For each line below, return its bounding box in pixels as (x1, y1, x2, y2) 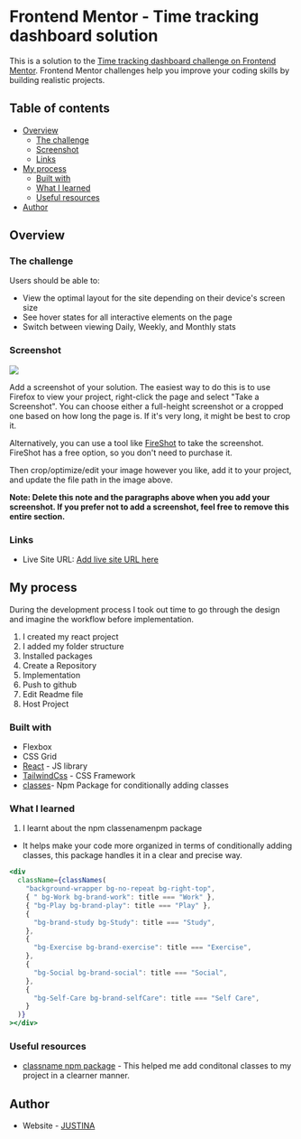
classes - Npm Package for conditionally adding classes (22, 780, 230, 791)
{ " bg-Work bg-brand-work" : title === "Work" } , (25, 892, 216, 902)
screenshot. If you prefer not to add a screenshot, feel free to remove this (9, 501, 290, 512)
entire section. (9, 510, 66, 521)
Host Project (22, 698, 69, 709)
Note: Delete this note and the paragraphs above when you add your (9, 491, 270, 502)
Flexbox (22, 742, 52, 752)
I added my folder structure (22, 640, 124, 651)
